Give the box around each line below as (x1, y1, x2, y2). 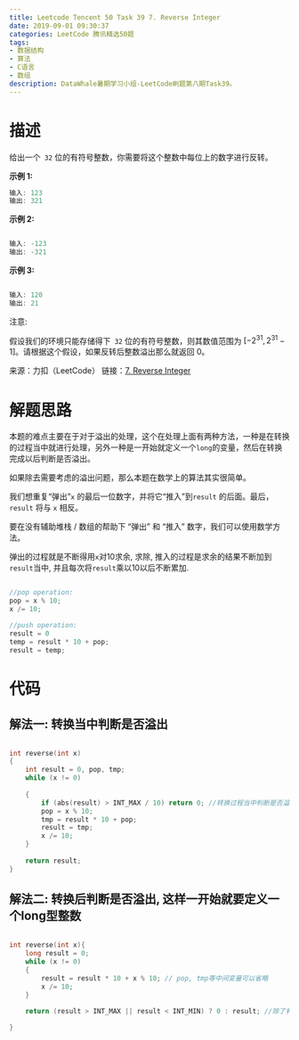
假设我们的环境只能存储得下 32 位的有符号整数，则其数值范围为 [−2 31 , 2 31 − (9, 333, 286, 346)
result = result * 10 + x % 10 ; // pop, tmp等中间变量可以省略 (41, 973, 269, 983)
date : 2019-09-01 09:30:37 (9, 21, 109, 30)
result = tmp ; (41, 823, 93, 832)
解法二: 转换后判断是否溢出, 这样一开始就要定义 (9, 892, 269, 907)
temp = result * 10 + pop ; (9, 637, 109, 646)
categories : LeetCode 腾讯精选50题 (9, 29, 135, 38)
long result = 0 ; (25, 949, 90, 958)
